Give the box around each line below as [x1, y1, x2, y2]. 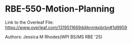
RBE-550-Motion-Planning [5, 3, 115, 15]
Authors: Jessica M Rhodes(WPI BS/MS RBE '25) [5, 34, 103, 40]
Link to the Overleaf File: [5, 19, 54, 25]
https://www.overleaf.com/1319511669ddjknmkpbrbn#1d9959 [5, 24, 127, 30]
